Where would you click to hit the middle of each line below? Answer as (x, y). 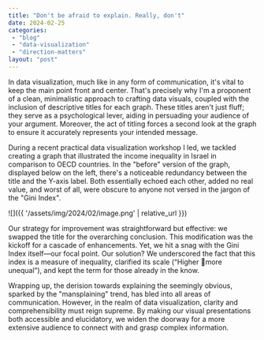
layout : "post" (33, 60)
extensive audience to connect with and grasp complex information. (119, 327)
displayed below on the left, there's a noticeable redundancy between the (128, 172)
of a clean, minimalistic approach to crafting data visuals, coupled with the (129, 99)
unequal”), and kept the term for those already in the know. (104, 270)
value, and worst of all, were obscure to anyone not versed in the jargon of (129, 189)
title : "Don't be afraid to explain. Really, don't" (97, 15)
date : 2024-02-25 (37, 23)
